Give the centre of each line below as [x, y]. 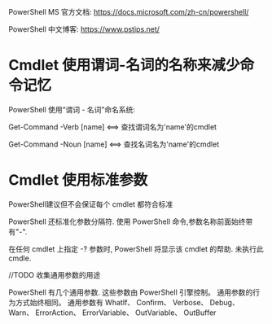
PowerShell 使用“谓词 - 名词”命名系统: [72, 109]
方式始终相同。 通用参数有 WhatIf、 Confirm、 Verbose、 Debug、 [127, 302]
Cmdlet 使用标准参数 [78, 180]
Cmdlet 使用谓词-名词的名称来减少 [124, 66]
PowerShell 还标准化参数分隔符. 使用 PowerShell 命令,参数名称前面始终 [127, 221]
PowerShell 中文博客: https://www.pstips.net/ [84, 29]
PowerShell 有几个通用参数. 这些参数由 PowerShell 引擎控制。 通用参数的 [131, 292]
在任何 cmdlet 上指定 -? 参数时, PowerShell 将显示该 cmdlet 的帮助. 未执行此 [136, 249]
